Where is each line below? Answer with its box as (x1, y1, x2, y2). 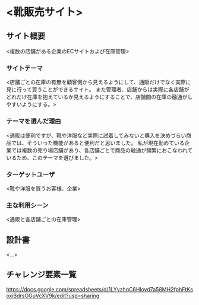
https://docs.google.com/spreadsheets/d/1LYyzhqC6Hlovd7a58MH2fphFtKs (6, 285, 193, 293)
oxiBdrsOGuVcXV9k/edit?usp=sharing (6, 292, 100, 299)
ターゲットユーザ (6, 170, 55, 179)
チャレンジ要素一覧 (6, 269, 77, 279)
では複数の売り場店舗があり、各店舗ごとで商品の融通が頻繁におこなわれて (11, 147, 193, 154)
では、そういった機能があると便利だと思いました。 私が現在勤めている (11, 139, 185, 146)
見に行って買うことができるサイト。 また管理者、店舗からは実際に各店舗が (6, 86, 189, 93)
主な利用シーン (6, 201, 49, 209)
